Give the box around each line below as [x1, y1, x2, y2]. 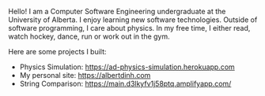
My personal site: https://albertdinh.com [19, 71, 151, 79]
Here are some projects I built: [8, 47, 107, 56]
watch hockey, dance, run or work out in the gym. [8, 31, 170, 41]
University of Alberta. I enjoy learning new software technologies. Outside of [8, 15, 258, 24]
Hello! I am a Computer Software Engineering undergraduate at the [8, 7, 226, 16]
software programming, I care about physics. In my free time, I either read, [8, 24, 251, 32]
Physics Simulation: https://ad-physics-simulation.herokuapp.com [19, 62, 235, 72]
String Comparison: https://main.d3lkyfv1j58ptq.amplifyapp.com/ [19, 79, 232, 88]
